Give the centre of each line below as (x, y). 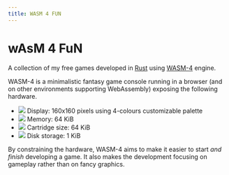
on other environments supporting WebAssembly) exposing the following (113, 89)
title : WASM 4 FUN (35, 14)
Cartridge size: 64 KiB (59, 127)
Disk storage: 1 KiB (54, 135)
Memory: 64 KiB (50, 119)
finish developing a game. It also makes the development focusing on (108, 156)
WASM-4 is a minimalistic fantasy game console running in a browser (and (115, 81)
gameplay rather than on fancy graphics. (66, 164)
